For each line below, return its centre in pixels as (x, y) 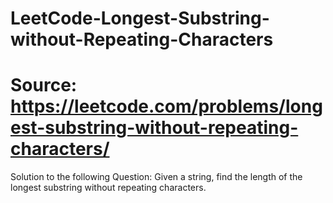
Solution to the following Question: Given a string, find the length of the (156, 177)
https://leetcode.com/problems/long (166, 106)
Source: (44, 85)
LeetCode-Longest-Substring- (140, 18)
